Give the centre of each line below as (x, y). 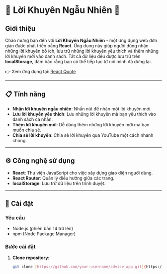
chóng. (20, 140)
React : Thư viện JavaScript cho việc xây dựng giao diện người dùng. (83, 173)
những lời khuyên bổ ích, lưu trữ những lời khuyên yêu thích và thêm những (82, 51)
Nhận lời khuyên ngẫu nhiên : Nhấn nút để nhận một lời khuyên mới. (82, 108)
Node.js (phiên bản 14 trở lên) (43, 229)
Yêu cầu (15, 217)
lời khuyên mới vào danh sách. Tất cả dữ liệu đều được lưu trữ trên (73, 56)
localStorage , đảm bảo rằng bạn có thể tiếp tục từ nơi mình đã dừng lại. (79, 61)
